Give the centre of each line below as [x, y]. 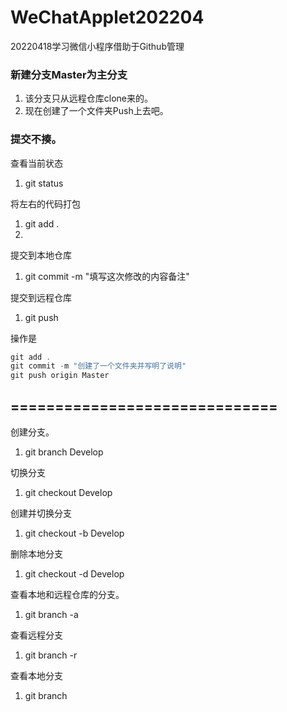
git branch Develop [64, 452]
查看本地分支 [36, 675]
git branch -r [51, 655]
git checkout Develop [68, 492]
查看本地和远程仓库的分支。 [67, 594]
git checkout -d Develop [74, 573]
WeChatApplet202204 [107, 17]
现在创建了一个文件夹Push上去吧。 [96, 111]
